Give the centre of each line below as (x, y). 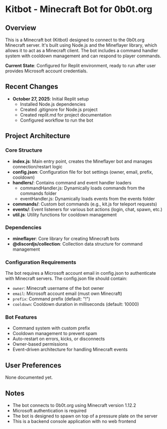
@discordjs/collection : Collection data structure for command (77, 244)
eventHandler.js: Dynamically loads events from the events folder (87, 198)
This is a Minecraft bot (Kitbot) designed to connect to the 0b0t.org (75, 40)
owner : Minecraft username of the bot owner (58, 288)
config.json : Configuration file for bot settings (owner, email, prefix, (83, 172)
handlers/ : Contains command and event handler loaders (72, 182)
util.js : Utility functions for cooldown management (65, 214)
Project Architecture (38, 136)
